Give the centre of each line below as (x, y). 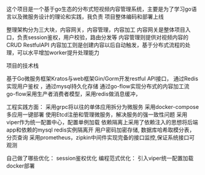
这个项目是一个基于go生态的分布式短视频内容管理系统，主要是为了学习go (99, 9)
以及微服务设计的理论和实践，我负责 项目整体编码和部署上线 (87, 17)
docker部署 (21, 166)
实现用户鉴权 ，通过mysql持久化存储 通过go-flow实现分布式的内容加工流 (98, 86)
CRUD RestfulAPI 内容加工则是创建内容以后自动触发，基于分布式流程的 (96, 45)
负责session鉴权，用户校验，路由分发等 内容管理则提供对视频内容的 (103, 37)
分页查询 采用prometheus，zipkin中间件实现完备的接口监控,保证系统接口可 (101, 137)
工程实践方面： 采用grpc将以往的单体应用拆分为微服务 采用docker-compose (103, 107)
